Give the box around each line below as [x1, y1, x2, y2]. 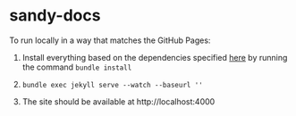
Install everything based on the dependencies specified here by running [21, 52, 288, 62]
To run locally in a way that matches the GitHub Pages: [9, 35, 211, 46]
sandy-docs [9, 5, 101, 26]
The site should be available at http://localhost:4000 [21, 95, 216, 107]
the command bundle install [21, 62, 132, 72]
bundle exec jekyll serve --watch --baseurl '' [21, 80, 203, 89]
